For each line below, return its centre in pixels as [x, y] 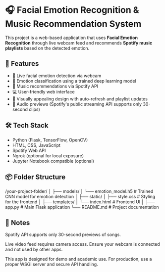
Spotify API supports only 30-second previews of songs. [63, 235]
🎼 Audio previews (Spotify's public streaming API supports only [77, 104]
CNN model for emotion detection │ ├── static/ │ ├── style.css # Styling [80, 197]
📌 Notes [18, 223]
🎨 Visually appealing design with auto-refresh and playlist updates [80, 99]
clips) [35, 109]
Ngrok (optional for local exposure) [48, 156]
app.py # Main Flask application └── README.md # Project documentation [82, 207]
